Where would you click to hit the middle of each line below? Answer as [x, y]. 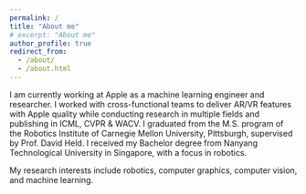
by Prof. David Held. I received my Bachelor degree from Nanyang [134, 143]
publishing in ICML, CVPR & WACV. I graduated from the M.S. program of [147, 123]
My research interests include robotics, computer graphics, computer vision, [153, 170]
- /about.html [44, 69]
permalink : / [34, 18]
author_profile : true [51, 43]
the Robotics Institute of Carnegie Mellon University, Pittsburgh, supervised [151, 133]
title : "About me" [44, 26]
